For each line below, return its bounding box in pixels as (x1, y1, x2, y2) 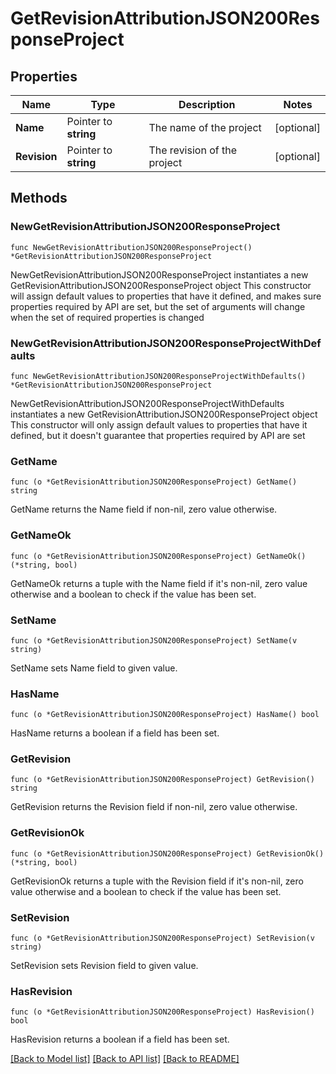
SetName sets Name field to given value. (10, 662, 178, 674)
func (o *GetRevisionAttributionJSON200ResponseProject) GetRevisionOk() (10, 848, 325, 859)
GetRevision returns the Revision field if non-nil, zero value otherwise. (10, 801, 298, 813)
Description (178, 98, 236, 111)
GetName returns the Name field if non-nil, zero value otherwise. (10, 503, 278, 516)
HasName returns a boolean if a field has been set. (10, 727, 220, 739)
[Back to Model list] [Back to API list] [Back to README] (10, 1053, 240, 1065)
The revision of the (148, 143, 237, 157)
